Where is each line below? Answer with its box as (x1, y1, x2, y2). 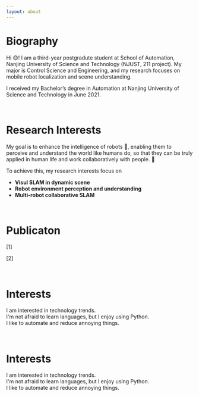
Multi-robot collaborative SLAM (14, 191, 95, 198)
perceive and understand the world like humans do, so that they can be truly (6, 149, 193, 157)
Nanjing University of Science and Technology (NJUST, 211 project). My (6, 60, 182, 67)
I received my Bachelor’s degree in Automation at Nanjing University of (6, 85, 179, 92)
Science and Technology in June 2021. (6, 90, 101, 98)
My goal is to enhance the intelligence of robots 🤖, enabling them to (6, 143, 172, 150)
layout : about (6, 8, 42, 15)
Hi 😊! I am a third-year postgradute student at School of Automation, (6, 54, 175, 61)
